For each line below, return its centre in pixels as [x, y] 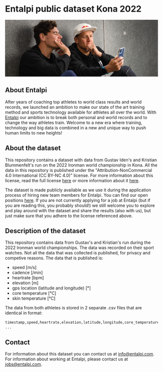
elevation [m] [25, 283]
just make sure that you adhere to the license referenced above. [69, 216]
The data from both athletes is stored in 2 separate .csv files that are [73, 308]
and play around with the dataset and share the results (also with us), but [78, 210]
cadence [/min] [27, 272]
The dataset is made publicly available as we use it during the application [78, 190]
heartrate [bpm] [28, 278]
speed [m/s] [24, 268]
